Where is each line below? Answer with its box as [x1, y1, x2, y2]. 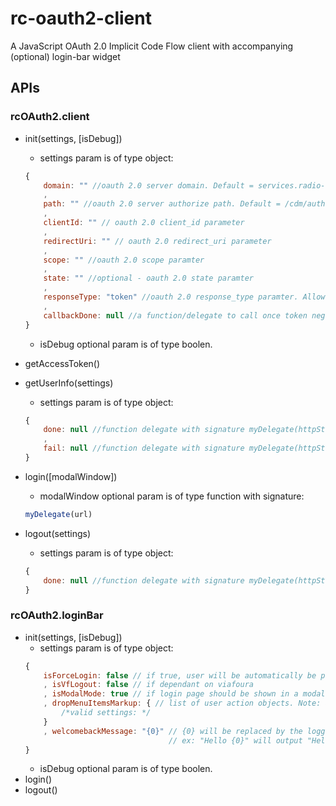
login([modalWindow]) [24, 470, 118, 482]
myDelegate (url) [24, 509, 93, 519]
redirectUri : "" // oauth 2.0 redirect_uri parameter [43, 236, 272, 246]
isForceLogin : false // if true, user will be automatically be [43, 670, 317, 681]
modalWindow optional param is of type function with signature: [39, 490, 305, 502]
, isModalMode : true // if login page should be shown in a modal [43, 689, 326, 699]
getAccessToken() [24, 357, 101, 369]
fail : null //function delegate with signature [43, 443, 245, 454]
